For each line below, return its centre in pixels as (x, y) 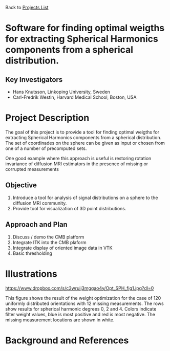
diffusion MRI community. (40, 203)
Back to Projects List (27, 7)
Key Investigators (34, 80)
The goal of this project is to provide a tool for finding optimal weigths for (82, 132)
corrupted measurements (32, 169)
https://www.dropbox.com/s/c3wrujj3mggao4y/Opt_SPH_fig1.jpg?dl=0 (80, 288)
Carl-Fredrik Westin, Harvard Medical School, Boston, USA (75, 97)
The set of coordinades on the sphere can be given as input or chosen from (85, 143)
